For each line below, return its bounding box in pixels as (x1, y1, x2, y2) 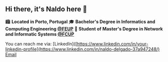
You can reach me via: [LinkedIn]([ (5, 40, 77, 46)
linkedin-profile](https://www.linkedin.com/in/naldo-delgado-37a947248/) (5, 46, 160, 52)
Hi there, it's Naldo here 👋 (5, 5, 88, 13)
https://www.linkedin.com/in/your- (76, 40, 148, 46)
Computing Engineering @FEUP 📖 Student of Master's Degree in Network (5, 25, 163, 31)
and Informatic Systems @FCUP (5, 31, 74, 37)
